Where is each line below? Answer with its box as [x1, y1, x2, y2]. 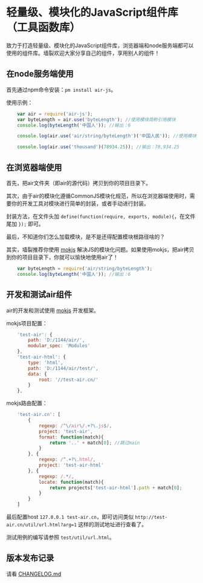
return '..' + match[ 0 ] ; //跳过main [49, 440, 140, 446]
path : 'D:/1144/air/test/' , [28, 365, 98, 371]
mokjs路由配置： [6, 400, 48, 407]
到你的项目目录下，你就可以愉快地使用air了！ [6, 253, 119, 261]
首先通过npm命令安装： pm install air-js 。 [6, 86, 117, 93]
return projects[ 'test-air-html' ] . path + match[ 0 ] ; [49, 484, 182, 490]
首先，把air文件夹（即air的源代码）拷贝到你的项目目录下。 [6, 179, 152, 186]
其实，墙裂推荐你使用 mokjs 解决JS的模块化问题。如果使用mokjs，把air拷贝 [6, 246, 195, 253]
